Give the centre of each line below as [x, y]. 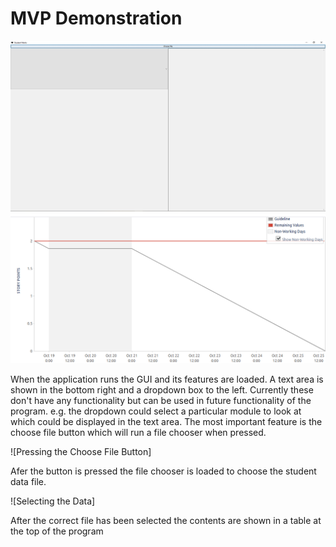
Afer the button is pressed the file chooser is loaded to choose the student [163, 471]
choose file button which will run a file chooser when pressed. [138, 432]
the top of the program [57, 531]
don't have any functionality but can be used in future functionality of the [161, 400]
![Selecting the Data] [53, 501]
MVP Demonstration [96, 18]
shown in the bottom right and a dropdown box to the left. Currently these [162, 389]
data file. [28, 481]
